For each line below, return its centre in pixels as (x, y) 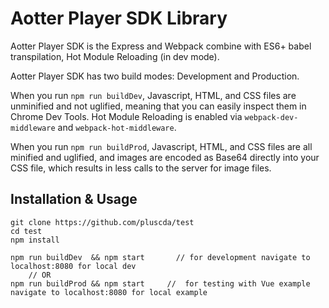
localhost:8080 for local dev (73, 266)
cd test (26, 231)
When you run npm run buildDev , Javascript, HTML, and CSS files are (153, 95)
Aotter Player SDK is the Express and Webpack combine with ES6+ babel (161, 46)
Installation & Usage (74, 199)
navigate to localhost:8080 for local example (109, 292)
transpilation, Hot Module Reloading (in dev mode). (115, 56)
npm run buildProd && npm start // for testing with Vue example (160, 283)
